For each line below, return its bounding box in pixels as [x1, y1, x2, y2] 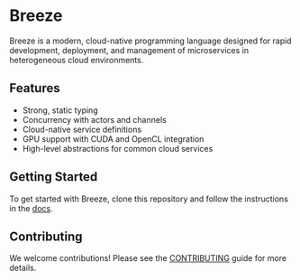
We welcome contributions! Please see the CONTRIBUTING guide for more [9, 253, 286, 264]
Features [9, 80, 60, 96]
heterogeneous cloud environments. [9, 54, 144, 65]
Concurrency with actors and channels [22, 114, 167, 125]
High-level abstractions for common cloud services [22, 143, 214, 154]
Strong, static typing [22, 105, 98, 116]
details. [9, 263, 37, 274]
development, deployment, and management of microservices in [9, 44, 250, 55]
